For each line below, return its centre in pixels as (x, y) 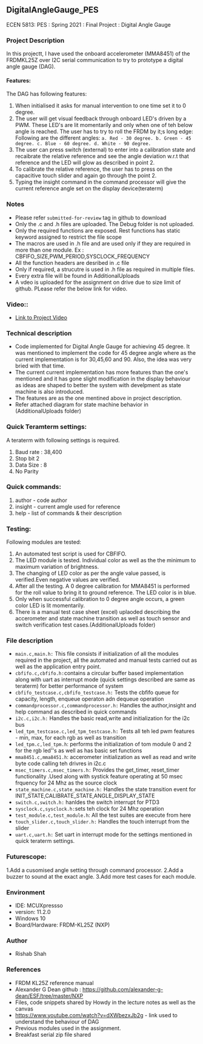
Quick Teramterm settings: (47, 427)
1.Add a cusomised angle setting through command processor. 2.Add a (95, 870)
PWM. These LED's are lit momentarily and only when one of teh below (104, 125)
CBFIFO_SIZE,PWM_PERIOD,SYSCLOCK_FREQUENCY (82, 256)
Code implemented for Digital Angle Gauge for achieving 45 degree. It (102, 346)
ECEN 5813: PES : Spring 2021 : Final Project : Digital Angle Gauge (88, 24)
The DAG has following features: (47, 94)
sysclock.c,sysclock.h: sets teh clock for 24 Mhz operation (90, 809)
